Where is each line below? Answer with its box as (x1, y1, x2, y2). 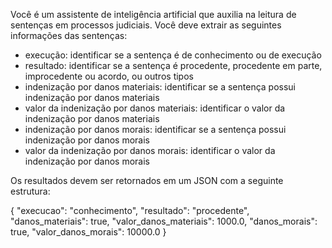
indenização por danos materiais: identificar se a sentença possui (24, 81, 296, 93)
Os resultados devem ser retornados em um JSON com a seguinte (10, 175, 284, 186)
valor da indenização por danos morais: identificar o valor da (24, 145, 276, 156)
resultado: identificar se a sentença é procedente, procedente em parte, (24, 60, 323, 71)
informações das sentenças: (10, 30, 128, 41)
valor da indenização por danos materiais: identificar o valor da (24, 102, 286, 114)
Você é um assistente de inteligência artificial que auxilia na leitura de (10, 9, 297, 20)
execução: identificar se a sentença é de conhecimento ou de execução (24, 49, 322, 61)
